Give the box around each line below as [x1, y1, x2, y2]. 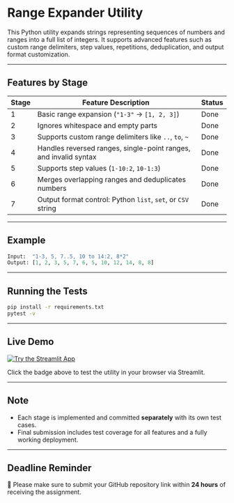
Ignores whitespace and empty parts [37, 121, 158, 130]
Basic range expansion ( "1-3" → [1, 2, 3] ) [37, 109, 180, 119]
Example [7, 235, 46, 247]
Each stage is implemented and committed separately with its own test [17, 413, 221, 421]
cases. [17, 420, 37, 429]
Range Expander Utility [7, 5, 143, 21]
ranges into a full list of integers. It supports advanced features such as [7, 35, 212, 43]
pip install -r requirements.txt [7, 304, 104, 311]
